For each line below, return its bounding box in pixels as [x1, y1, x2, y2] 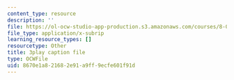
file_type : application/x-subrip [7, 29, 104, 37]
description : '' [7, 17, 54, 24]
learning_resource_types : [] [7, 36, 92, 43]
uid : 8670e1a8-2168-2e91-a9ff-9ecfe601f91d [7, 62, 136, 69]
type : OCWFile [7, 56, 49, 63]
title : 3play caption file [7, 49, 86, 56]
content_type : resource [7, 10, 77, 17]
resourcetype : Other [7, 42, 68, 49]
